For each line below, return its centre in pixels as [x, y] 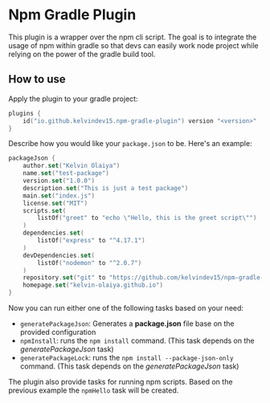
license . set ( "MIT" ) [55, 203]
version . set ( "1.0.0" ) [59, 181]
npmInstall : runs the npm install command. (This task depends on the [137, 340]
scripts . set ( [45, 210]
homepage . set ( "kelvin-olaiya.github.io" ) [93, 285]
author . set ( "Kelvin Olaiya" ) [72, 166]
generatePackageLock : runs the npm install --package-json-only [127, 358]
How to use [37, 79]
